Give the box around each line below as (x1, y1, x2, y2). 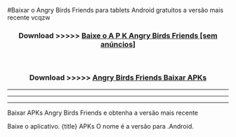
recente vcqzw (7, 13, 51, 22)
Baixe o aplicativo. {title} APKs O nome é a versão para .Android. (7, 122, 195, 130)
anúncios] (100, 39, 136, 49)
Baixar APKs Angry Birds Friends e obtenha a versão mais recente (7, 108, 199, 117)
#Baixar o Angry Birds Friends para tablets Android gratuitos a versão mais (7, 6, 223, 14)
